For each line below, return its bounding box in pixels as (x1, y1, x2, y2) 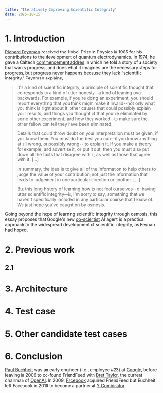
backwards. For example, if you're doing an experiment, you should (17, 95, 153, 101)
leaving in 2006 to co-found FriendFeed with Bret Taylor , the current (5, 372, 143, 378)
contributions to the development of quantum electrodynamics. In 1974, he (5, 54, 155, 60)
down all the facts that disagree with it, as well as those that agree (17, 152, 151, 157)
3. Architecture (5, 283, 68, 294)
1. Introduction (5, 33, 65, 44)
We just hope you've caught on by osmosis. (17, 202, 106, 208)
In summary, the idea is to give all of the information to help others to (17, 166, 156, 172)
